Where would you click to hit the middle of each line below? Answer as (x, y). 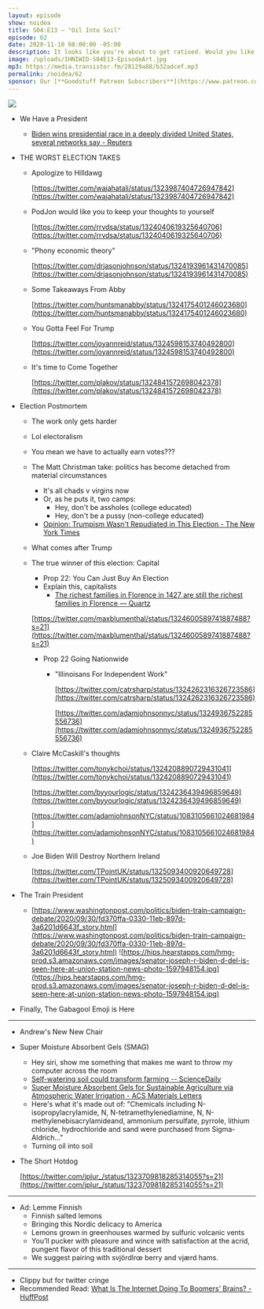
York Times (61, 532)
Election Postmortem (53, 405)
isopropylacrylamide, (65, 1112)
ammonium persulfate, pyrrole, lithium (188, 1120)
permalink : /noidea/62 (45, 74)
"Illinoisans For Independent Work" (111, 674)
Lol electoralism (57, 436)
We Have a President (53, 118)
